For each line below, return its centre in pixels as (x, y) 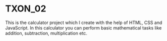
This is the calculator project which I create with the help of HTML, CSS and (84, 22)
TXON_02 (26, 9)
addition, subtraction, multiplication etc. (46, 33)
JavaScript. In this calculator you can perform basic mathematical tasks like (83, 27)
